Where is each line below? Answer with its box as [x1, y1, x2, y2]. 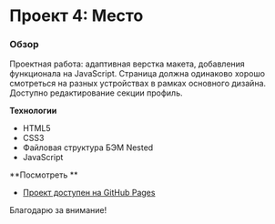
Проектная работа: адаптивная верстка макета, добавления [9, 58, 246, 69]
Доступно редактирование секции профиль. [9, 87, 184, 98]
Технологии [9, 106, 57, 117]
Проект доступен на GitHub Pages [22, 188, 156, 199]
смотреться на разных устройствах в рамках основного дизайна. [9, 78, 267, 89]
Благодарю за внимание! [9, 205, 107, 216]
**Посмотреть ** [9, 169, 79, 180]
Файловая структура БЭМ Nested [22, 142, 154, 153]
